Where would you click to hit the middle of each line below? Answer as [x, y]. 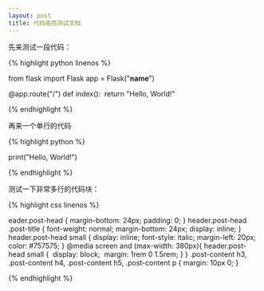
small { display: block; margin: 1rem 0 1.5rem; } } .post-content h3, [137, 254]
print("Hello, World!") [43, 157]
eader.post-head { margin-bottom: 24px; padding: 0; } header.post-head [128, 220]
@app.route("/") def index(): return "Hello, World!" [92, 93]
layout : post [30, 16]
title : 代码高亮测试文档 [45, 23]
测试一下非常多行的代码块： [54, 189]
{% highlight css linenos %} [54, 205]
